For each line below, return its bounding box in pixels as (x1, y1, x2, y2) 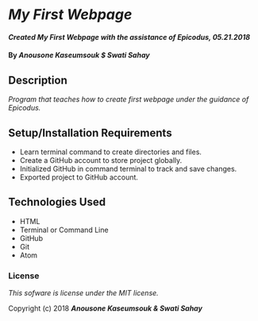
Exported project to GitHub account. (19, 172, 139, 182)
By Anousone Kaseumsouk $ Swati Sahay (8, 50, 150, 60)
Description (8, 73, 67, 87)
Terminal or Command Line (19, 225, 109, 234)
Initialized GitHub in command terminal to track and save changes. (19, 164, 237, 173)
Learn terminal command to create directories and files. (19, 147, 202, 157)
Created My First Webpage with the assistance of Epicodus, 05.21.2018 (8, 32, 251, 41)
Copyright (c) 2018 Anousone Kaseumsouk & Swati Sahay (8, 304, 202, 313)
